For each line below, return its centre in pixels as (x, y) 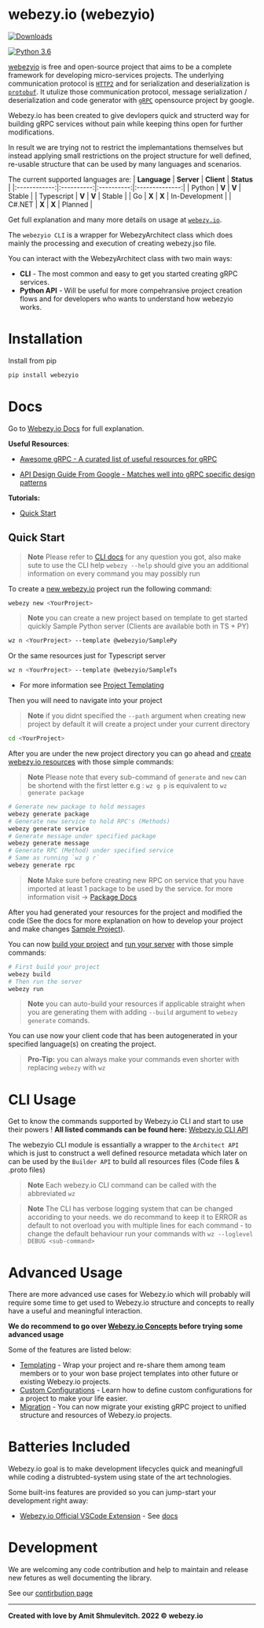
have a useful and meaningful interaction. (75, 1311)
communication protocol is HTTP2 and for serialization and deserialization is (129, 83)
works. (30, 307)
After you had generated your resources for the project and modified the (125, 912)
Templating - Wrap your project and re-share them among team (123, 1365)
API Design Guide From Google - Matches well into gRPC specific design (137, 474)
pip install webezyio (44, 375)
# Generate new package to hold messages (77, 807)
